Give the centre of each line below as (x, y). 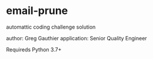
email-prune (37, 11)
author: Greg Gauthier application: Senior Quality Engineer (76, 38)
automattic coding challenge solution (51, 27)
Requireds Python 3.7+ (34, 49)
